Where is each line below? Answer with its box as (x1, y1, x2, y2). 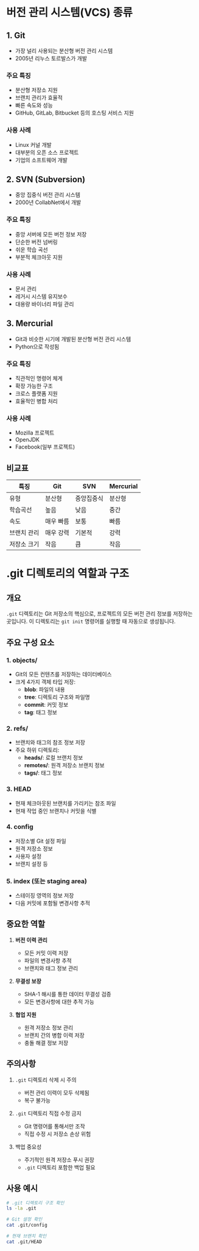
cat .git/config (6, 1222, 47, 1228)
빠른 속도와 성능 (15, 102, 53, 109)
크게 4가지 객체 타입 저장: (15, 678, 76, 686)
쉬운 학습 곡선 (15, 246, 48, 253)
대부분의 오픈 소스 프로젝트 (15, 149, 79, 156)
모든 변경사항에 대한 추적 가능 (24, 998, 94, 1005)
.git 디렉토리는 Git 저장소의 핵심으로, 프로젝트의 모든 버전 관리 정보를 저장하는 (6, 610, 193, 617)
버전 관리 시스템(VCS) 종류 (6, 5, 133, 19)
